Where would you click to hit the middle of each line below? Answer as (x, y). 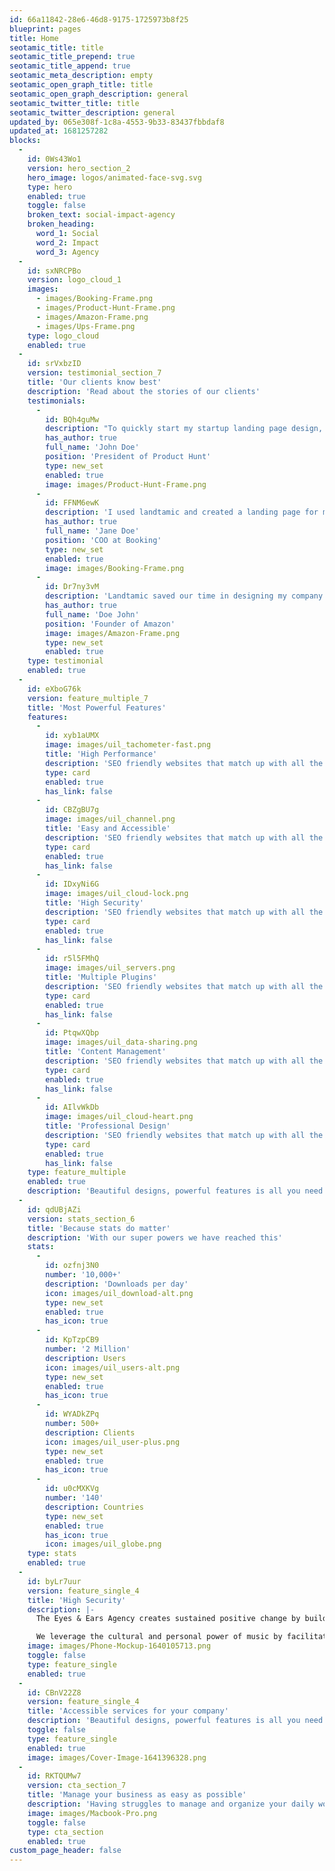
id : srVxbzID (54, 364)
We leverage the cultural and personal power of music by (159, 1637)
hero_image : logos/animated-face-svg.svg (114, 177)
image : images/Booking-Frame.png (115, 568)
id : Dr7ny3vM (72, 587)
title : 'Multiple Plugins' (101, 977)
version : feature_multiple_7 (88, 698)
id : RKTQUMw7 (54, 1776)
